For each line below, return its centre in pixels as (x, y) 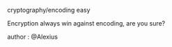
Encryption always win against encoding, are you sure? (86, 23)
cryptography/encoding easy (49, 10)
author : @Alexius (32, 37)
